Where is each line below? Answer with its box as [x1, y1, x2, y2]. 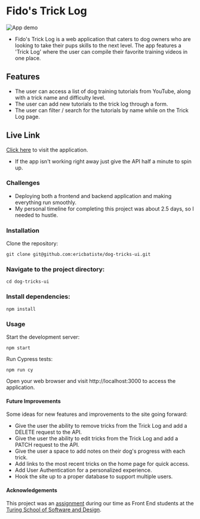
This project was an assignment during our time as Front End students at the [6, 500, 194, 507]
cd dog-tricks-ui [6, 279, 50, 285]
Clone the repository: [6, 240, 59, 247]
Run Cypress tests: [6, 356, 53, 363]
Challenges [6, 179, 40, 187]
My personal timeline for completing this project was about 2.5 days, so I [14, 205, 194, 212]
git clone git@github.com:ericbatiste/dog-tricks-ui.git [6, 252, 151, 258]
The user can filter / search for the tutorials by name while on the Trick [14, 106, 189, 114]
